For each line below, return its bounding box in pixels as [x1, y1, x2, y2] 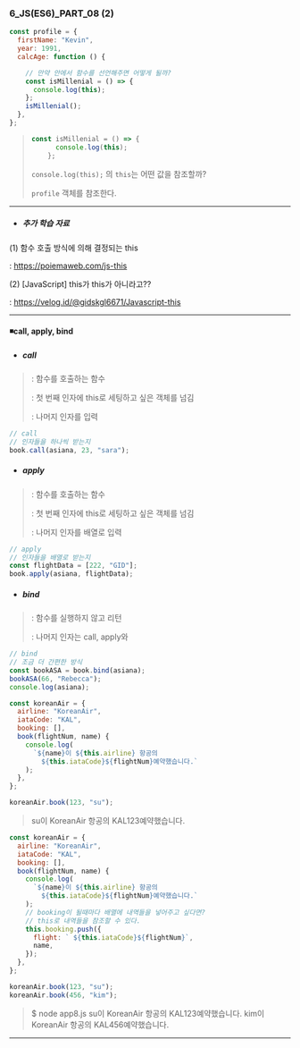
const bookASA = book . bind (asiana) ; [9, 665, 146, 675]
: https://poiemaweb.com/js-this [9, 260, 128, 271]
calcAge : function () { [17, 52, 105, 61]
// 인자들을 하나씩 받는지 [9, 437, 91, 446]
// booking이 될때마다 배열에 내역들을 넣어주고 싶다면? [25, 908, 206, 917]
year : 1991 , [17, 44, 62, 54]
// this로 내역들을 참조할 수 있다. [25, 916, 141, 925]
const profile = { [9, 28, 78, 37]
